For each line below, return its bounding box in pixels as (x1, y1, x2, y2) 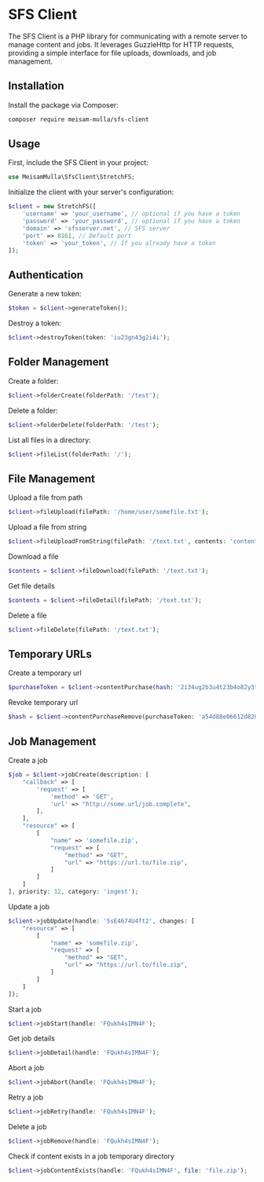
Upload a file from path (8, 493, 83, 502)
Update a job (8, 901, 50, 911)
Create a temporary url (8, 668, 82, 677)
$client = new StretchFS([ (8, 203, 97, 211)
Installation (8, 79, 64, 93)
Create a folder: (8, 376, 59, 386)
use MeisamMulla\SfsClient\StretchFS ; (8, 173, 135, 182)
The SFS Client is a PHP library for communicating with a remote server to (8, 31, 247, 41)
